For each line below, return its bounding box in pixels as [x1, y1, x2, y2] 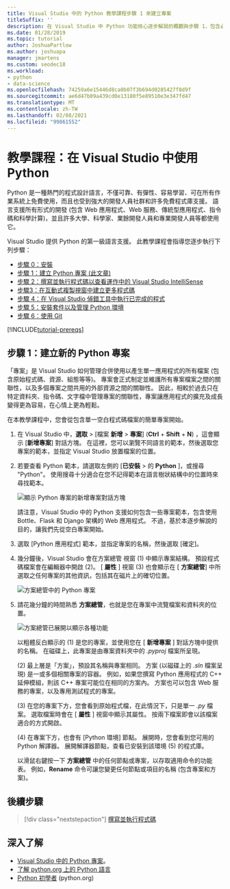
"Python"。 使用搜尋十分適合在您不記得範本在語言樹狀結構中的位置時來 [16, 470, 219, 478]
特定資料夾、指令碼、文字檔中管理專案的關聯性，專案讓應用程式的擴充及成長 [7, 392, 223, 401]
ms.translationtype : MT [7, 99, 75, 106]
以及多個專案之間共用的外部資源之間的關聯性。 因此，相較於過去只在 [25, 384, 219, 392]
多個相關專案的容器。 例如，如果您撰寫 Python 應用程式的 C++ [44, 670, 222, 679]
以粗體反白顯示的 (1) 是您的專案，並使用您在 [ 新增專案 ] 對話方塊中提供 [16, 638, 219, 646]
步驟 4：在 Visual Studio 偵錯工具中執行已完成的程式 [16, 295, 166, 303]
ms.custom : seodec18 [7, 61, 66, 68]
